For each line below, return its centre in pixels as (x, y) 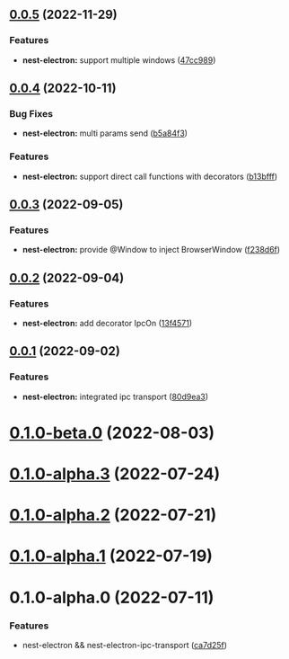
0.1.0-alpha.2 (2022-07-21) (113, 515)
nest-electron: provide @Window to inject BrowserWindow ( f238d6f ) (151, 250)
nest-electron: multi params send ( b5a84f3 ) (105, 133)
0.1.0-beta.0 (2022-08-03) (112, 433)
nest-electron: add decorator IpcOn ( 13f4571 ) (107, 324)
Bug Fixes (31, 114)
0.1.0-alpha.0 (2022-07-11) (112, 597)
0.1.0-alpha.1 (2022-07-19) (111, 556)
